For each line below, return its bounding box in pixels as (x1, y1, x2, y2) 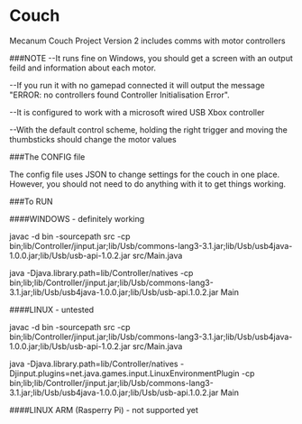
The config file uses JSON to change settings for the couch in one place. (9, 169, 280, 180)
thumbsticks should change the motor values (9, 134, 178, 144)
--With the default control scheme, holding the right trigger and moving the (9, 124, 288, 135)
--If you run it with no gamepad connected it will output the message (9, 79, 265, 90)
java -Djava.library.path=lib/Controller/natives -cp (9, 267, 194, 278)
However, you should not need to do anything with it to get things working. (9, 178, 287, 189)
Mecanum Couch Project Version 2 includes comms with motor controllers (9, 35, 286, 46)
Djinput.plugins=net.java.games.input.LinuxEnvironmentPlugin (9, 367, 241, 379)
